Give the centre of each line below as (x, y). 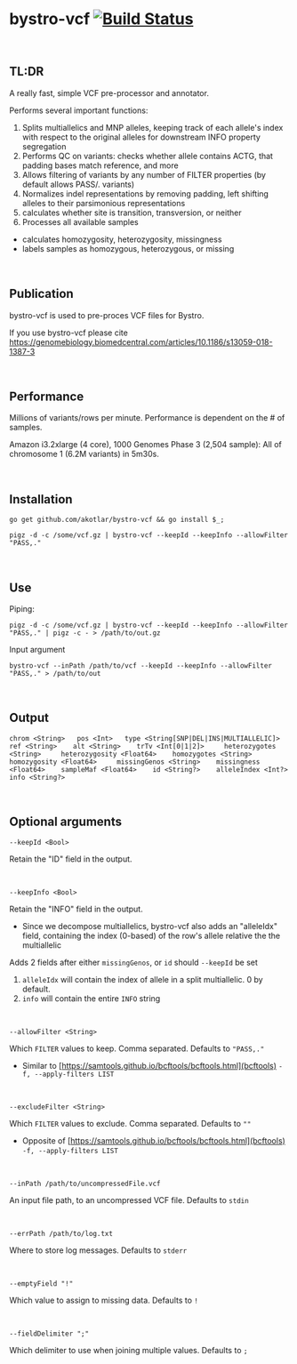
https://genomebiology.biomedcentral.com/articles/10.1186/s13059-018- (141, 341)
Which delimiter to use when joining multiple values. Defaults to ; (128, 1350)
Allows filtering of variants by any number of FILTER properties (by (144, 174)
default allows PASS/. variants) (78, 184)
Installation (41, 499)
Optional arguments (66, 822)
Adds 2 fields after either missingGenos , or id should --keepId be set (133, 962)
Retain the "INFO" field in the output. (76, 909)
